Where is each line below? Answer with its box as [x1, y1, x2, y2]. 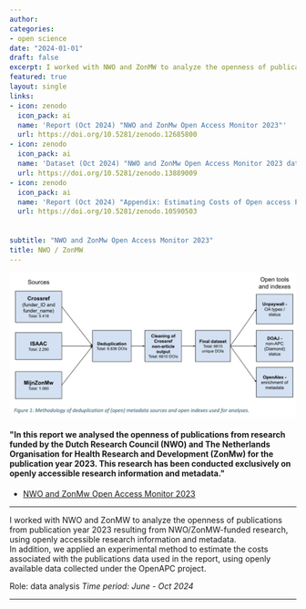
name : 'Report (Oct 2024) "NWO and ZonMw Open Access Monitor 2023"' [17, 120, 287, 129]
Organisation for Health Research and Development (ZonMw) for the [9, 449, 274, 459]
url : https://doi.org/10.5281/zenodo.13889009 [17, 169, 198, 178]
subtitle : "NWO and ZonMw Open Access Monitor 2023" [9, 236, 214, 245]
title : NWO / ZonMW [9, 245, 84, 254]
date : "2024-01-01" [9, 44, 84, 53]
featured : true [9, 73, 67, 82]
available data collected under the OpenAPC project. [9, 563, 207, 573]
